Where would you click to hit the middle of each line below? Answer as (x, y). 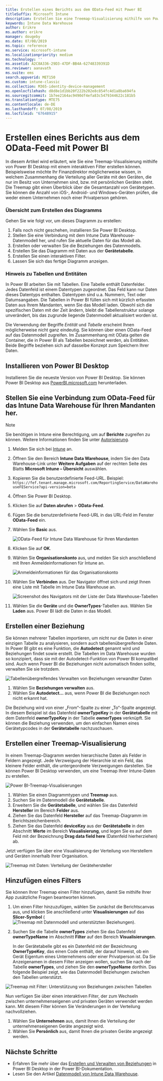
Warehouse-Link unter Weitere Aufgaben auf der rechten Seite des (80, 463)
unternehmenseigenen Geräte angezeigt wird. (58, 1026)
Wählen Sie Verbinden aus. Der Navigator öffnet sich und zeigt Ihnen (81, 582)
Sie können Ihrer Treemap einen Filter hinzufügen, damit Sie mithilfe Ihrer (78, 892)
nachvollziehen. (21, 1011)
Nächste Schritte (31, 1052)
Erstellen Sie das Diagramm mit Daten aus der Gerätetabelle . (73, 250)
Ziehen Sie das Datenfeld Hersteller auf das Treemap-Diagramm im (80, 815)
